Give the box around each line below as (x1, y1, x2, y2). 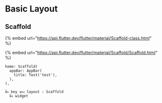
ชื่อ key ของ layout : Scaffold (5, 90, 64, 94)
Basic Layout (5, 3, 58, 14)
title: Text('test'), (14, 73, 57, 77)
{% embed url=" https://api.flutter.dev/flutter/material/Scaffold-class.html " (5, 35, 152, 41)
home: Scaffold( (5, 64, 38, 69)
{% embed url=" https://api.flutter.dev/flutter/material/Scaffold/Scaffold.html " (5, 50, 158, 55)
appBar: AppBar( (9, 68, 42, 73)
